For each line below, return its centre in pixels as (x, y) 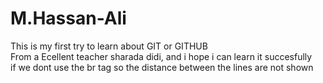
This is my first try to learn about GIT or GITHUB (109, 46)
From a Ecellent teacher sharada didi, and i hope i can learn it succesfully (161, 56)
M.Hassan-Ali (68, 18)
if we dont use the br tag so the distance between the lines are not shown (162, 67)
